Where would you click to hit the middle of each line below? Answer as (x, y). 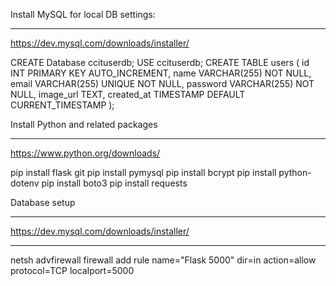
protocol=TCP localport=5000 (72, 270)
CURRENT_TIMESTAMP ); (62, 105)
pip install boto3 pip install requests (114, 183)
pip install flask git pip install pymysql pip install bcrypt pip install (143, 172)
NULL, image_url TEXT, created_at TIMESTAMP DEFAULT (128, 94)
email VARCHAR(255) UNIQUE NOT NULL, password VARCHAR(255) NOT (162, 83)
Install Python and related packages (84, 124)
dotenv (25, 183)
